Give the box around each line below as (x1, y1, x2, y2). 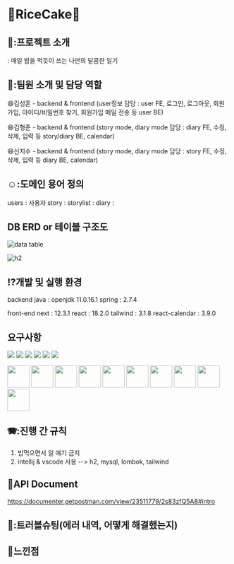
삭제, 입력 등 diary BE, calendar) (7, 155, 99, 164)
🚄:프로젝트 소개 (7, 36, 70, 48)
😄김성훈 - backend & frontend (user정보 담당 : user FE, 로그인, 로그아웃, (7, 99, 212, 107)
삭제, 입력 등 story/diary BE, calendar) (7, 131, 115, 140)
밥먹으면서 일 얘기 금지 (17, 448, 80, 457)
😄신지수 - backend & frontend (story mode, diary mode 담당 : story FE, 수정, (7, 146, 227, 155)
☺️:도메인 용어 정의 (7, 178, 85, 190)
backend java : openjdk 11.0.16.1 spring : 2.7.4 (7, 295, 137, 304)
